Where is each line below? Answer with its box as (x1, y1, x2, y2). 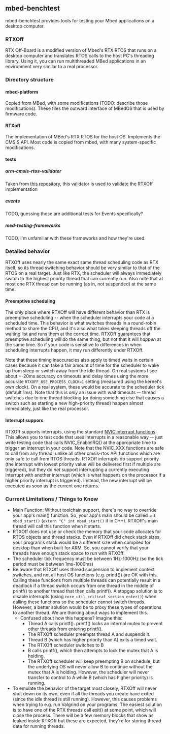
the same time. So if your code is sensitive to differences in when (5, 342, 142, 348)
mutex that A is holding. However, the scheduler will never (27, 669, 150, 675)
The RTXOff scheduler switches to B (27, 642, 104, 648)
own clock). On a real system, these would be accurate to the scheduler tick (5, 384, 164, 390)
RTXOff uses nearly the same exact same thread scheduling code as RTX (5, 259, 159, 266)
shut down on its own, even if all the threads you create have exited (12, 690, 154, 696)
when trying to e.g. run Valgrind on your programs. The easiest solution (12, 701, 162, 708)
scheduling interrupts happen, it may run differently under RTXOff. (5, 347, 144, 353)
